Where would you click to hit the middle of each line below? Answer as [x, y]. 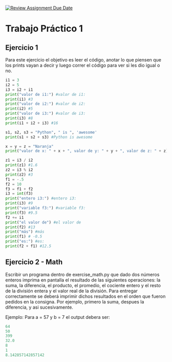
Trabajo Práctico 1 [44, 29]
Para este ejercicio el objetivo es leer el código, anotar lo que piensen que [83, 60]
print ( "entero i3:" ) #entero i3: [41, 198]
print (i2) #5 [19, 109]
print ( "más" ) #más [25, 232]
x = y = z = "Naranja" [29, 146]
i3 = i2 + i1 [19, 90]
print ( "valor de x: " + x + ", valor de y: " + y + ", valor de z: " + [83, 151]
